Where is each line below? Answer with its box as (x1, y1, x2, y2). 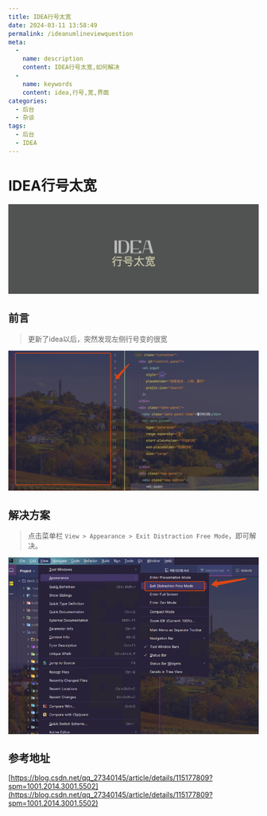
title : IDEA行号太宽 (8, 13, 72, 21)
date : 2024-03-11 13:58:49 (8, 21, 98, 29)
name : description (22, 55, 83, 63)
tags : (8, 122, 26, 131)
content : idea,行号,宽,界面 (22, 88, 110, 96)
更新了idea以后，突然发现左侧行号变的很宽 (27, 334, 168, 343)
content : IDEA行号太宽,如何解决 (22, 64, 121, 72)
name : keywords (22, 80, 73, 88)
